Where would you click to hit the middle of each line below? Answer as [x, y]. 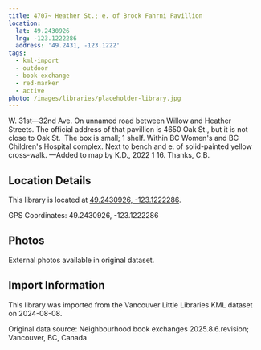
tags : [17, 53]
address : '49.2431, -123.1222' [68, 46]
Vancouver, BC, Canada [47, 337]
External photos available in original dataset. [82, 260]
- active [30, 91]
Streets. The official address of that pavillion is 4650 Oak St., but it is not [128, 130]
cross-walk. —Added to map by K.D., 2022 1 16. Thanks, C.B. [109, 155]
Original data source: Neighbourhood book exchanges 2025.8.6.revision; [128, 329]
